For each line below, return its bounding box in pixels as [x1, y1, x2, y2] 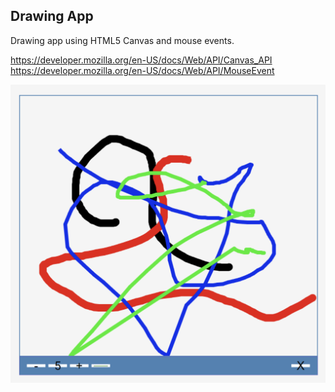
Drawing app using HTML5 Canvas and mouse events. [10, 34, 235, 46]
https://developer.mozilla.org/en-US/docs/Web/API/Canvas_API [10, 54, 273, 66]
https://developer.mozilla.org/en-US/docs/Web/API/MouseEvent [10, 64, 275, 76]
